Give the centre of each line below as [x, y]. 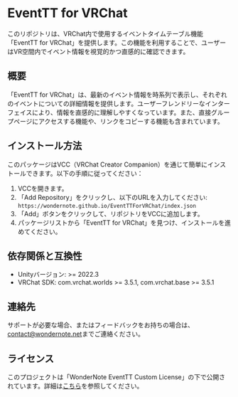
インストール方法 [45, 146]
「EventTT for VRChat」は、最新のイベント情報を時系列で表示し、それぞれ [117, 95]
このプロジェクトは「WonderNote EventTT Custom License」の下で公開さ [117, 377]
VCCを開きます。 [43, 188]
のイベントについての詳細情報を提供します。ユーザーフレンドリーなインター [119, 103]
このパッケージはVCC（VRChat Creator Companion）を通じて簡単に [108, 164]
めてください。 [39, 231]
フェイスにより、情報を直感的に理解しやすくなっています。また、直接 [109, 112]
